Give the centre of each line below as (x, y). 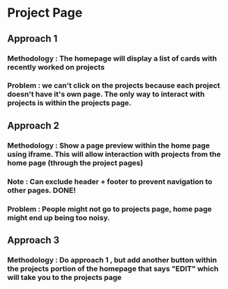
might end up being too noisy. (59, 217)
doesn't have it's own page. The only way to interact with (106, 94)
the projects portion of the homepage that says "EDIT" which (113, 268)
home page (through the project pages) (75, 163)
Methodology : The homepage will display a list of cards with (112, 58)
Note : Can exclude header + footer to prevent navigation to (110, 181)
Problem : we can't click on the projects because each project (114, 86)
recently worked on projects (56, 67)
